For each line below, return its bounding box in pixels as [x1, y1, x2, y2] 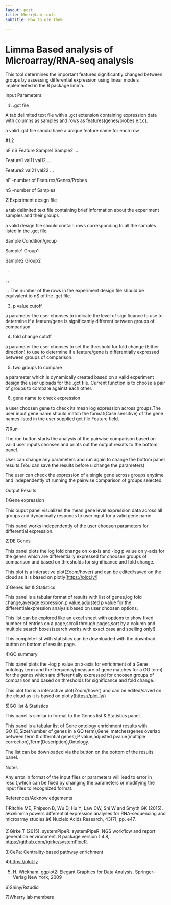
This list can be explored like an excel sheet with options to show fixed [5, 615, 154, 621]
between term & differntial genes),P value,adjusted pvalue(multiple [5, 734, 145, 740]
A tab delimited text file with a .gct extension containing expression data [5, 112, 157, 118]
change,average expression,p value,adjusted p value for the [5, 599, 132, 606]
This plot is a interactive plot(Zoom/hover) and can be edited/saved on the [5, 569, 162, 575]
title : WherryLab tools [5, 12, 56, 17]
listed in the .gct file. [5, 228, 48, 234]
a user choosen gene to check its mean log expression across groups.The [5, 405, 161, 411]
